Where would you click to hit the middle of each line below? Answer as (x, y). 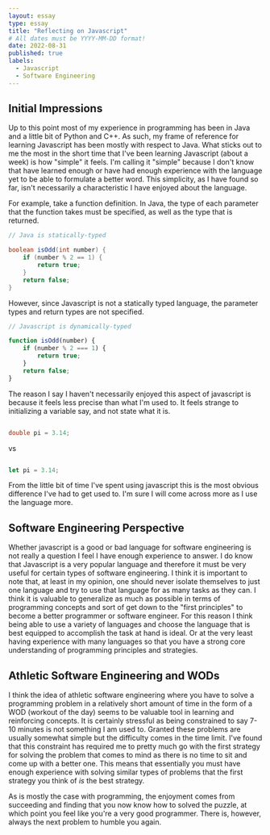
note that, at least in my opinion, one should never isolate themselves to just (134, 582)
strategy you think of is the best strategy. (77, 781)
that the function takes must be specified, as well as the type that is (120, 212)
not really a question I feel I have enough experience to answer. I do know (131, 556)
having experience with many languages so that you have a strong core (127, 641)
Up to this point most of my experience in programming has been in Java (129, 128)
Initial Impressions (56, 109)
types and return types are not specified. (77, 311)
